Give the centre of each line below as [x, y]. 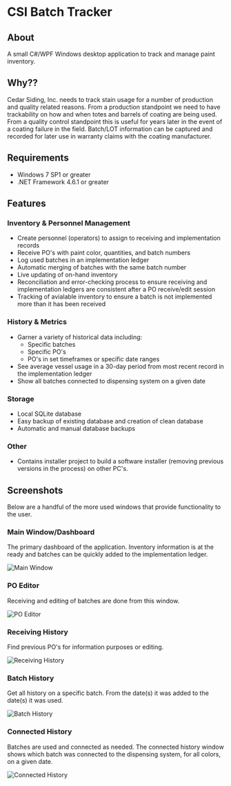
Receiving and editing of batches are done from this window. [93, 601]
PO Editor [23, 585]
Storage [21, 399]
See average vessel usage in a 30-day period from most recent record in [120, 366]
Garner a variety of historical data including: [80, 337]
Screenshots [35, 490]
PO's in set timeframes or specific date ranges [93, 359]
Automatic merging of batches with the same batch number [102, 268]
